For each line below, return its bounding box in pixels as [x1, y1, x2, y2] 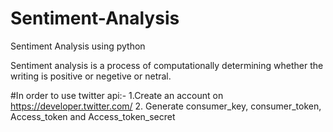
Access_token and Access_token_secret [10, 110, 176, 122]
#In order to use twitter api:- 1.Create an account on [10, 89, 224, 101]
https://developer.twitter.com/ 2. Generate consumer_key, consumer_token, [10, 100, 322, 112]
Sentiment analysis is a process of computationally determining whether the [10, 59, 324, 71]
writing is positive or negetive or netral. [10, 70, 172, 82]
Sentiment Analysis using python [10, 40, 146, 52]
